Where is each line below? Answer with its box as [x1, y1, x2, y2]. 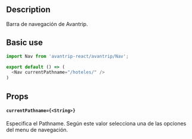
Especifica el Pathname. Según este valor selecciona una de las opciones [6, 119, 187, 127]
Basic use [6, 38, 43, 48]
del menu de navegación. [6, 126, 68, 133]
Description [6, 5, 51, 15]
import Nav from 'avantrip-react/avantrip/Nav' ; [6, 53, 129, 59]
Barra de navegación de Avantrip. [6, 20, 88, 27]
